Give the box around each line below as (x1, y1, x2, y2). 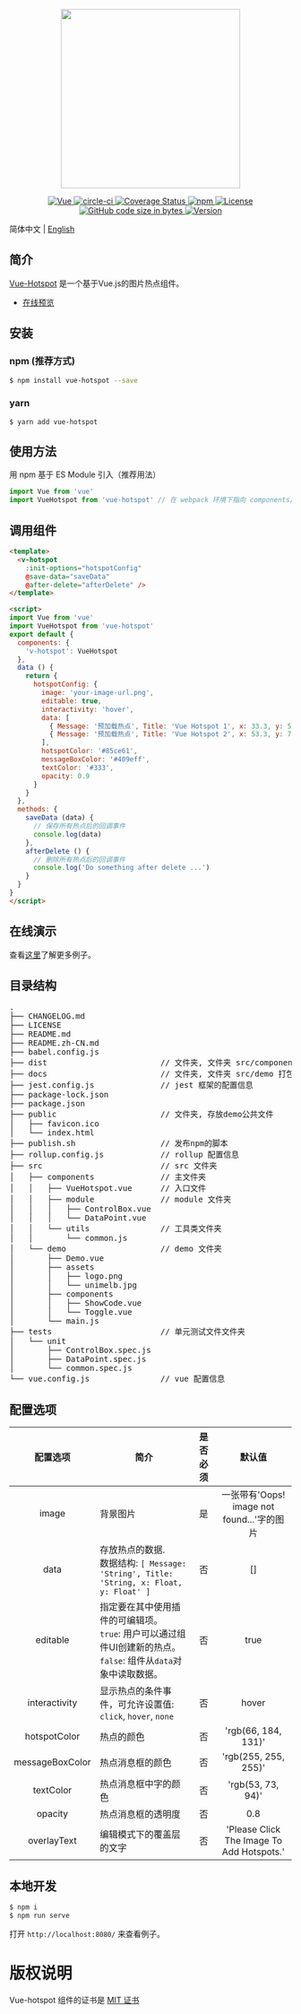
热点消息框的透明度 (99, 1808, 181, 1820)
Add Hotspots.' (221, 1845, 285, 1858)
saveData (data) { (25, 813, 94, 822)
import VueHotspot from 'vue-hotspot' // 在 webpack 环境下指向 (9, 496, 246, 505)
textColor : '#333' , (41, 763, 115, 772)
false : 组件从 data (99, 1654, 173, 1667)
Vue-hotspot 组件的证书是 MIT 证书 (9, 1994, 140, 2005)
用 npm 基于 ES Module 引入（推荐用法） (9, 469, 161, 480)
